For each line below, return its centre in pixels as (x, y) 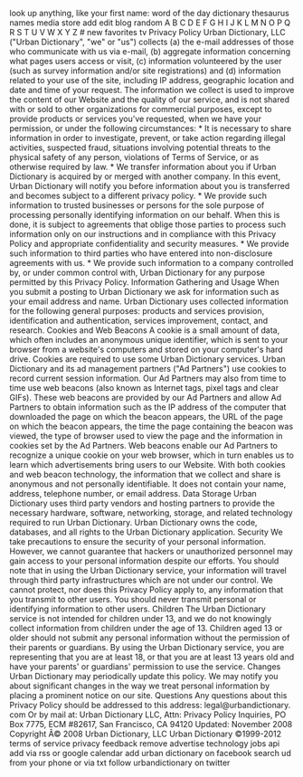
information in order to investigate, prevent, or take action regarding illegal (148, 138)
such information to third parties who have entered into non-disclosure (141, 253)
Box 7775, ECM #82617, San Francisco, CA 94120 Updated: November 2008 (151, 724)
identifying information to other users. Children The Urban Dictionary (138, 609)
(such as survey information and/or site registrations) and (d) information (145, 71)
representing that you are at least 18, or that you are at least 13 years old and (152, 657)
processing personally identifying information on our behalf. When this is (145, 215)
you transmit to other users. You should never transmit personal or (133, 599)
